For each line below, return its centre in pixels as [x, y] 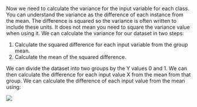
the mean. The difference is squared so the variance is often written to [91, 21]
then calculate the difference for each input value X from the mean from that [98, 75]
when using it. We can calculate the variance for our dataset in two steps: [95, 33]
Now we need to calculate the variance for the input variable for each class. [98, 8]
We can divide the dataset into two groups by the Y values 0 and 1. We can [97, 68]
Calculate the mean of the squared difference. [70, 57]
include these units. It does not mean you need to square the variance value [98, 27]
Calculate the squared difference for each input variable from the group [101, 44]
